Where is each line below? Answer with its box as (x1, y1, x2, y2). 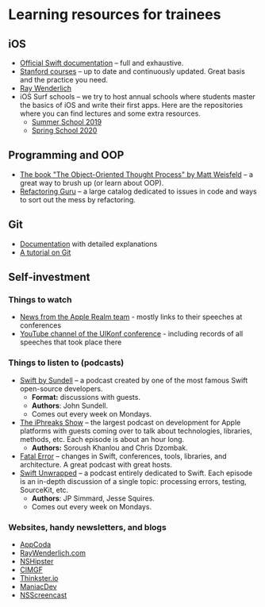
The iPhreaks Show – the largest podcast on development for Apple (19, 417, 241, 427)
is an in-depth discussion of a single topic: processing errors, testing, (19, 476, 248, 486)
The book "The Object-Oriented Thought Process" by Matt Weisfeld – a (19, 169, 254, 179)
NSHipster (19, 556, 54, 566)
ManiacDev (19, 582, 57, 591)
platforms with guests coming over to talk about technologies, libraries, (19, 426, 252, 436)
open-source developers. (19, 383, 103, 394)
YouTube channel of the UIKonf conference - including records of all (19, 329, 244, 339)
